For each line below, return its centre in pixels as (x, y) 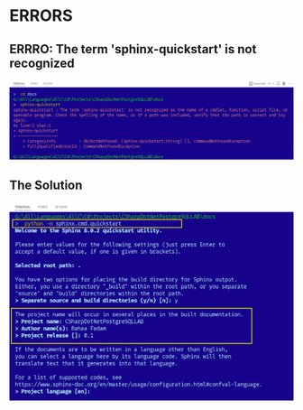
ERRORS (41, 16)
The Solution (46, 185)
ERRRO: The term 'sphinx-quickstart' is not (133, 49)
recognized (42, 63)
